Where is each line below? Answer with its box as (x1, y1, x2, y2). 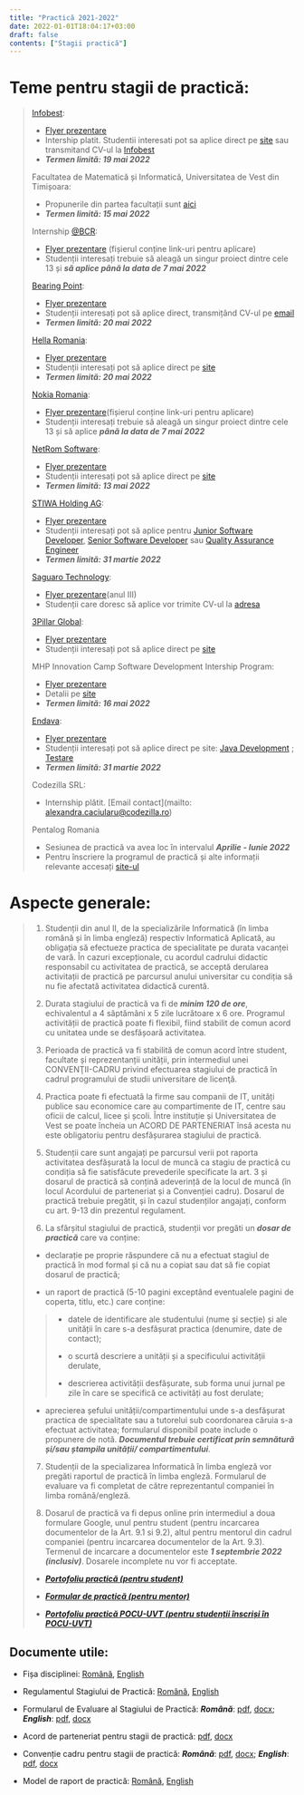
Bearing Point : (31, 280, 85, 291)
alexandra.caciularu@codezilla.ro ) (44, 807, 173, 818)
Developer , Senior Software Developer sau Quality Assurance (44, 535, 274, 546)
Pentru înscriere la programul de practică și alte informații (44, 851, 260, 862)
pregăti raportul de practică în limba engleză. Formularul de (44, 1470, 267, 1482)
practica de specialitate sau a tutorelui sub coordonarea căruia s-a (44, 1415, 293, 1426)
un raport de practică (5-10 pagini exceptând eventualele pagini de (44, 1286, 294, 1297)
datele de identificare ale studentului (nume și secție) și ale (67, 1314, 288, 1324)
